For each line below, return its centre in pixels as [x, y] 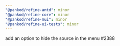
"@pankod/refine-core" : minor [38, 15]
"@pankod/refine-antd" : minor [38, 10]
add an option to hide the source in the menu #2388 [60, 38]
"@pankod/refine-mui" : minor [36, 19]
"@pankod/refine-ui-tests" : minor [42, 24]
